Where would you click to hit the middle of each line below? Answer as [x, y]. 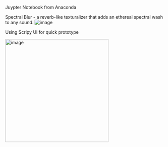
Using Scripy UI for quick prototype [42, 32]
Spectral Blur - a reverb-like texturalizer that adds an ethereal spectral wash [84, 17]
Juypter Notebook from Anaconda [41, 7]
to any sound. [19, 22]
